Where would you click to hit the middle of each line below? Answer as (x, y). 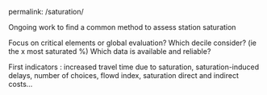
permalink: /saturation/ (46, 12)
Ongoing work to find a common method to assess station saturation (122, 27)
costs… (21, 84)
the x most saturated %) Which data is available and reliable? (110, 51)
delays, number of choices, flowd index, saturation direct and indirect (124, 75)
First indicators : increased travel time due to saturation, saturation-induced (134, 67)
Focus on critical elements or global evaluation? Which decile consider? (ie (132, 43)
